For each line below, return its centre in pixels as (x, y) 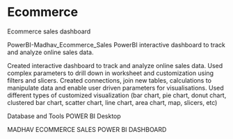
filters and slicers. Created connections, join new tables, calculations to (110, 80)
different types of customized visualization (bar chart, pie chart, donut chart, (117, 95)
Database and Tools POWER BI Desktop (64, 116)
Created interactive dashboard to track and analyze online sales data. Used (115, 65)
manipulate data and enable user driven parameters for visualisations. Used (115, 88)
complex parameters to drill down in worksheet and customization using (111, 73)
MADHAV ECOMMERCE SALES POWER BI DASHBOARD (87, 129)
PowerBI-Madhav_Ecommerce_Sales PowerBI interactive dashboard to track (116, 44)
